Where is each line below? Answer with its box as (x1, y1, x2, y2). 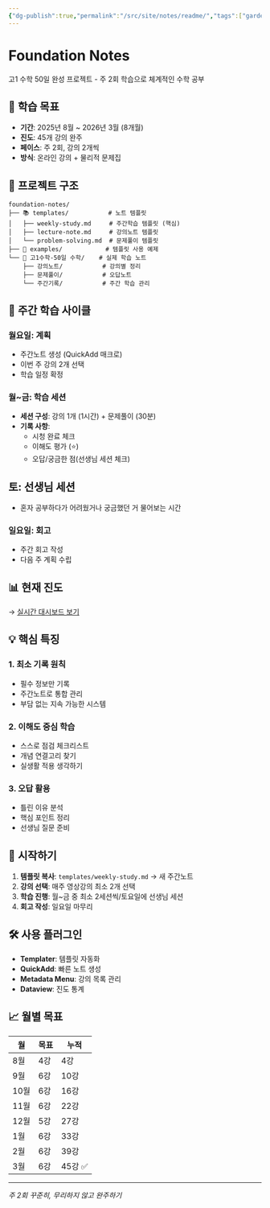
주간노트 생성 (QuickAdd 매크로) (19, 349, 123, 359)
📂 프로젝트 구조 (8, 179, 79, 192)
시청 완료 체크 (31, 431, 76, 441)
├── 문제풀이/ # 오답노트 (22, 271, 133, 279)
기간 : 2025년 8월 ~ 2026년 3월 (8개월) (19, 122, 144, 133)
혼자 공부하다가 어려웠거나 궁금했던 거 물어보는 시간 (19, 502, 182, 512)
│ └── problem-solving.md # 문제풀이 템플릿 (8, 237, 159, 245)
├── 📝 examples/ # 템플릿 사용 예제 (8, 245, 159, 254)
